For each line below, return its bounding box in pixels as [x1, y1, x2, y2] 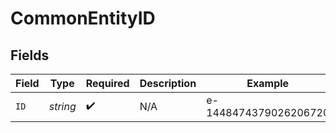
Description [139, 77, 197, 90]
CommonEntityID [10, 7, 156, 30]
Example [246, 77, 290, 90]
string [48, 100, 77, 113]
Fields [10, 47, 50, 64]
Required [85, 77, 130, 90]
